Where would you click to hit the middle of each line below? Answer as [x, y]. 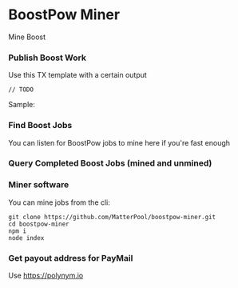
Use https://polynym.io [46, 276]
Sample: [22, 105]
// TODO [21, 90]
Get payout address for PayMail [71, 258]
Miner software [39, 185]
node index [26, 238]
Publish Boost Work [47, 58]
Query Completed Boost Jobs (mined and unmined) [110, 163]
